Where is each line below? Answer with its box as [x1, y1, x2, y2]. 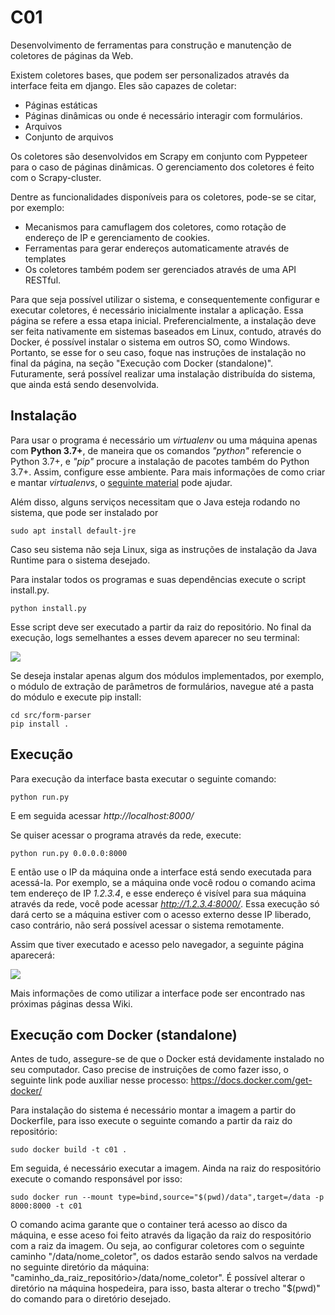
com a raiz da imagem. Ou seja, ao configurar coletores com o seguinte [10, 1240, 305, 1252]
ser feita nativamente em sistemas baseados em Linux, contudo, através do [10, 325, 322, 337]
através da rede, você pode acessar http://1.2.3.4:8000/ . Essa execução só [10, 897, 320, 910]
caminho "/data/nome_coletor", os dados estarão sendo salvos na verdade [10, 1251, 318, 1263]
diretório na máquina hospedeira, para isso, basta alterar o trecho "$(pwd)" [10, 1282, 321, 1295]
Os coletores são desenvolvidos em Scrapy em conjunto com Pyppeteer [10, 150, 308, 162]
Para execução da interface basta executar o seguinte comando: [10, 772, 277, 785]
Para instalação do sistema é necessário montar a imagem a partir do [10, 1104, 297, 1116]
